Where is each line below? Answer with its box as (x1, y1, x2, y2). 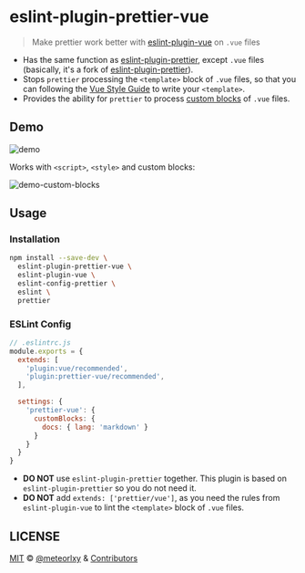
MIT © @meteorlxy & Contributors (9, 553, 138, 564)
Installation (9, 233, 61, 245)
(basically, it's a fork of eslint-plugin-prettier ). (22, 64, 194, 75)
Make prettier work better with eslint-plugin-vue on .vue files (31, 36, 261, 47)
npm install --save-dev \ (9, 254, 107, 263)
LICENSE (9, 528, 61, 544)
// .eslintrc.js (9, 338, 71, 348)
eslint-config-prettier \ (17, 279, 117, 288)
